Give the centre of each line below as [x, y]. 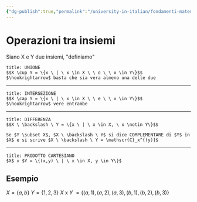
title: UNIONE [23, 67]
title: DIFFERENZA [28, 119]
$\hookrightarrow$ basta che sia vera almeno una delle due [81, 78]
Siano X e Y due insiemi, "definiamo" [50, 57]
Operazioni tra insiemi [61, 40]
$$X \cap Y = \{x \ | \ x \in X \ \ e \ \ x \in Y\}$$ [74, 98]
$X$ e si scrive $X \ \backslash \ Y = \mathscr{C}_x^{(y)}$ [82, 140]
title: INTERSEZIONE [31, 93]
